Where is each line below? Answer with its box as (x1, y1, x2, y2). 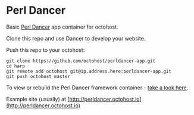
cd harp (6, 63, 26, 69)
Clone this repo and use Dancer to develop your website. (6, 35, 146, 42)
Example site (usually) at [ (6, 95, 70, 102)
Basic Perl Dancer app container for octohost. (6, 23, 118, 30)
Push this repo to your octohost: (6, 46, 85, 54)
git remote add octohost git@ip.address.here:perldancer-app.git (6, 68, 171, 74)
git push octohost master (6, 73, 70, 79)
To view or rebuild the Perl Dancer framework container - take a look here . (6, 84, 189, 91)
